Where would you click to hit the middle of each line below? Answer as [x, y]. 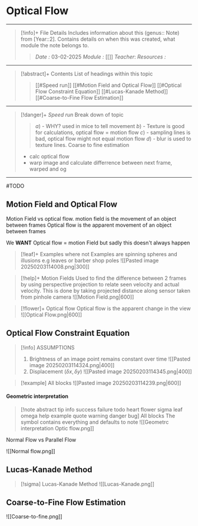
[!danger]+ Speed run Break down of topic [72, 115]
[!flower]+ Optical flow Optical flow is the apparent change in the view [105, 308]
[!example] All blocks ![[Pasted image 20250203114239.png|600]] [101, 383]
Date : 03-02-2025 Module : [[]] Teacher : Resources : [100, 57]
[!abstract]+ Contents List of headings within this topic [87, 73]
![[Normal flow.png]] [31, 451]
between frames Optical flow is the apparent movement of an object [89, 225]
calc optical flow [49, 156]
